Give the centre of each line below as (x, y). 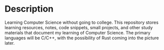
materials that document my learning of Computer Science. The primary (78, 33)
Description (29, 9)
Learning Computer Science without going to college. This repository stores (82, 22)
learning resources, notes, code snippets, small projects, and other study (79, 27)
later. (10, 43)
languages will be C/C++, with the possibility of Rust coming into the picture (82, 38)
